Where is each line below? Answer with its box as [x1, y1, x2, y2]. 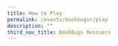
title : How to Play [7, 9, 63, 17]
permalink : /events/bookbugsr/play [7, 16, 108, 23]
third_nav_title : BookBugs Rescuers [7, 28, 111, 36]
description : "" [7, 22, 53, 29]
